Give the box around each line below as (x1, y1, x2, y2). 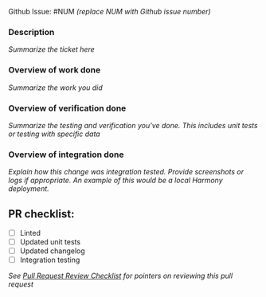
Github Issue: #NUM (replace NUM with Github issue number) (8, 7, 211, 16)
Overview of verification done (8, 103, 127, 114)
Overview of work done (8, 64, 101, 76)
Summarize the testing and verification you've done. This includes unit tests (8, 120, 258, 130)
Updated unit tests (19, 237, 81, 247)
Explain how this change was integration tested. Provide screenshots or (8, 167, 244, 177)
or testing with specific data (8, 129, 101, 139)
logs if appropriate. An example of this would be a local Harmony (8, 175, 223, 186)
